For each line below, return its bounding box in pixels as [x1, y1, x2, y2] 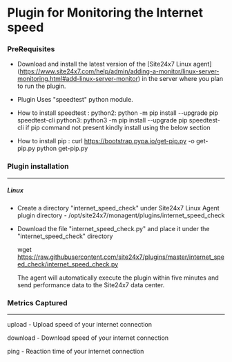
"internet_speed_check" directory [17, 232, 113, 240]
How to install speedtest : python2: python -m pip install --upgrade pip [17, 109, 219, 117]
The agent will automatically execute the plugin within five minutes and [17, 273, 219, 282]
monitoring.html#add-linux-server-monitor [17, 75, 138, 83]
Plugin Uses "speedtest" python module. [17, 96, 133, 104]
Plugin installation [7, 161, 69, 171]
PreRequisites [7, 44, 55, 54]
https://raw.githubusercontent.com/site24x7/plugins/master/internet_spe [17, 253, 224, 261]
